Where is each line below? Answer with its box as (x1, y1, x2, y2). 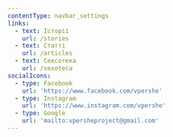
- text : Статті (14, 42, 66, 50)
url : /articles (22, 49, 73, 57)
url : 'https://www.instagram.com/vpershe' (22, 102, 167, 110)
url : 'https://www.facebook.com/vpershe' (22, 86, 163, 95)
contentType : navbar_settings (7, 11, 109, 20)
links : (7, 19, 30, 27)
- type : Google (14, 110, 66, 118)
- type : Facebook (14, 79, 73, 87)
